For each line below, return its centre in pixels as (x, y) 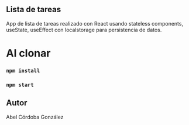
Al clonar (28, 53)
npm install (23, 70)
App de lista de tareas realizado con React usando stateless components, (94, 23)
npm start (20, 85)
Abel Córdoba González (35, 117)
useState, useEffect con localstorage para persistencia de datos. (84, 30)
